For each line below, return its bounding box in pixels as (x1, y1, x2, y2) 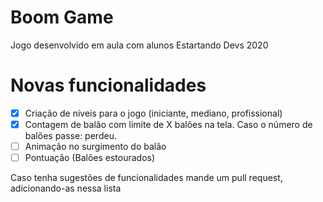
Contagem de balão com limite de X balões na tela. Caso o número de (24, 118, 313, 130)
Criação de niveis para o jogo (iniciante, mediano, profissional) (24, 107, 283, 119)
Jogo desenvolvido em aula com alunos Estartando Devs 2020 (10, 39, 269, 51)
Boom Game (10, 6, 114, 29)
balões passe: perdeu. (24, 130, 117, 141)
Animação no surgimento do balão (24, 141, 167, 152)
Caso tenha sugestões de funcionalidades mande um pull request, (10, 172, 283, 184)
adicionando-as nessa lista (10, 182, 122, 195)
